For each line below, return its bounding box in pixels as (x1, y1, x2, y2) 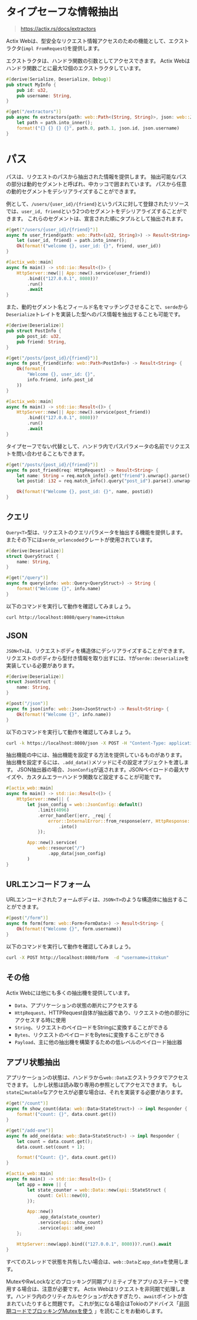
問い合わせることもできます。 (16, 450, 88, 457)
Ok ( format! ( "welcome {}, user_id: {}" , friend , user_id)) (16, 243, 161, 249)
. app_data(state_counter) (37, 1214, 101, 1220)
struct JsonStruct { (6, 679, 57, 685)
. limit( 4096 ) (37, 807, 69, 813)
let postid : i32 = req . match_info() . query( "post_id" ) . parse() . (16, 478, 175, 484)
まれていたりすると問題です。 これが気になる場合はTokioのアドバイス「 (6, 1300, 179, 1307)
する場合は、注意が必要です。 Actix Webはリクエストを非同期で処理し (11, 1285, 181, 1292)
